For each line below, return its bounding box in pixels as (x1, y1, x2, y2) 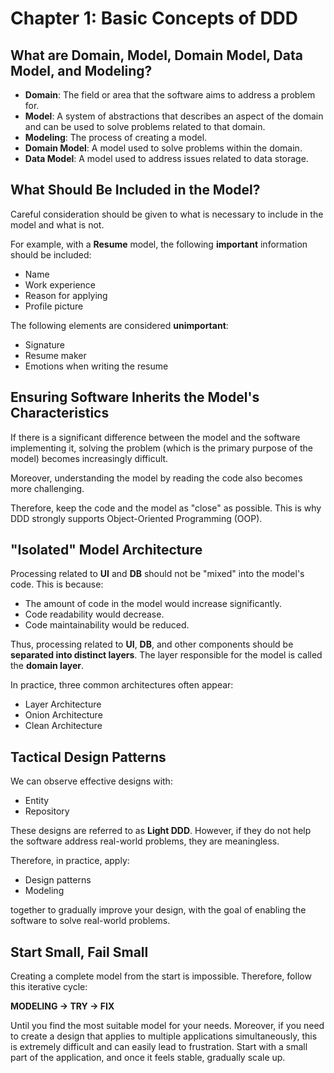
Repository (24, 805, 70, 817)
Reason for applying (24, 289, 108, 301)
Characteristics (10, 405, 110, 422)
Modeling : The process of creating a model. (24, 132, 208, 143)
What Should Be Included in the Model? (10, 182, 261, 199)
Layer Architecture (24, 698, 102, 711)
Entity (24, 795, 50, 807)
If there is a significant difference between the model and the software (10, 431, 301, 443)
